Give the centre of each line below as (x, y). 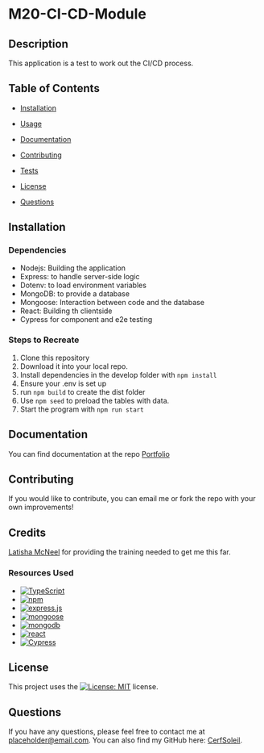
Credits (27, 532)
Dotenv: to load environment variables (83, 285)
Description (38, 44)
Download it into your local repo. (74, 366)
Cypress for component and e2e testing (86, 319)
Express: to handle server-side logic (80, 276)
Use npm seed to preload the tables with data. (95, 400)
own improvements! (41, 507)
